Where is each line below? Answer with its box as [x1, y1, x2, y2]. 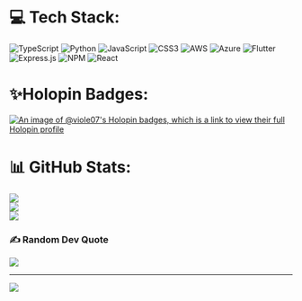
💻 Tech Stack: [9, 7, 120, 28]
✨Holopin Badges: [9, 84, 149, 104]
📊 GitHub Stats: [9, 157, 132, 178]
